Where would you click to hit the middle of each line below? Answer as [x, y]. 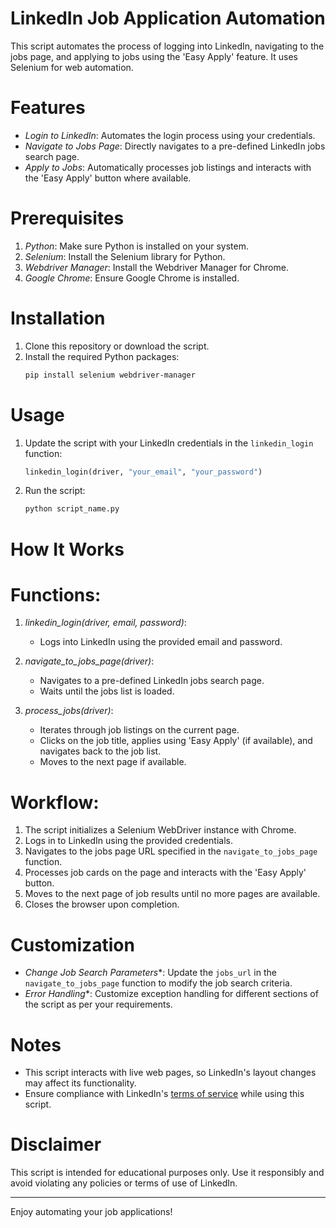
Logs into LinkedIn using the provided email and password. [161, 642]
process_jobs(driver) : [69, 711]
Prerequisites [67, 218]
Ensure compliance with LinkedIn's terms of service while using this [164, 1094]
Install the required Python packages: [102, 356]
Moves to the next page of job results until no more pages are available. [172, 894]
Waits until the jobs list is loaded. [107, 691]
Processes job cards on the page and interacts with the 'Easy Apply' [165, 873]
